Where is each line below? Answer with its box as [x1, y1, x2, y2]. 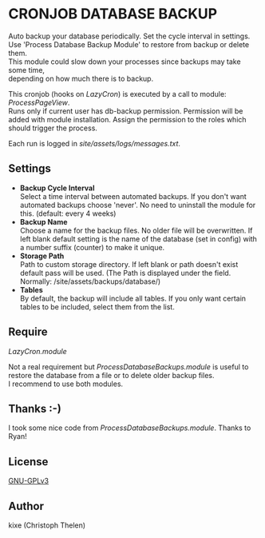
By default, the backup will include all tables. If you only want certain [19, 293, 246, 303]
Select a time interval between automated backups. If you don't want [19, 191, 247, 201]
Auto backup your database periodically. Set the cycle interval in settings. [8, 31, 251, 41]
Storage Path [19, 251, 65, 261]
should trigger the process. [8, 123, 98, 133]
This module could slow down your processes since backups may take [8, 57, 241, 66]
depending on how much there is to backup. [8, 74, 154, 83]
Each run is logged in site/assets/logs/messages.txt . [8, 138, 181, 148]
